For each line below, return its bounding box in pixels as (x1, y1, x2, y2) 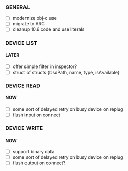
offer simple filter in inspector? (12, 63, 78, 70)
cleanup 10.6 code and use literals (12, 26, 85, 32)
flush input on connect (12, 112, 60, 118)
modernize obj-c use (12, 15, 57, 21)
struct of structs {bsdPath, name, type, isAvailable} (12, 69, 120, 75)
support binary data (12, 149, 55, 155)
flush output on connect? (12, 160, 66, 166)
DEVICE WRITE (5, 124, 43, 131)
